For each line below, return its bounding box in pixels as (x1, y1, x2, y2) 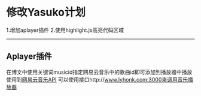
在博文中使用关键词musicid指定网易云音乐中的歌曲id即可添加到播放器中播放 (6, 68, 193, 76)
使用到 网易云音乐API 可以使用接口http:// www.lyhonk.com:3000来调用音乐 (6, 76, 188, 83)
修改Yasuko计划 (6, 5, 86, 19)
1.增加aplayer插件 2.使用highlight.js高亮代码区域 (6, 26, 124, 34)
